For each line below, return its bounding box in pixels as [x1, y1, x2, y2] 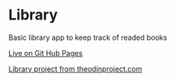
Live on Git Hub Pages [8, 48, 83, 58]
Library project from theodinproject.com [8, 63, 143, 74]
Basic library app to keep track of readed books [8, 32, 168, 42]
